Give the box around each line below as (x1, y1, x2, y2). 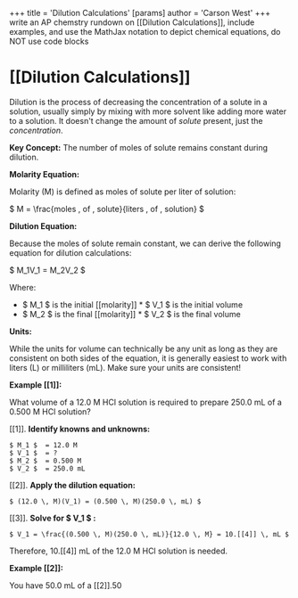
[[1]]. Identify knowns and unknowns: (9, 423, 150, 434)
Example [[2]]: (9, 562, 64, 573)
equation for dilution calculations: (9, 247, 132, 258)
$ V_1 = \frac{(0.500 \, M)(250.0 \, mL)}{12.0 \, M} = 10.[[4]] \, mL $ (9, 529, 290, 538)
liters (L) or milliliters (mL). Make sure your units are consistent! (9, 362, 242, 373)
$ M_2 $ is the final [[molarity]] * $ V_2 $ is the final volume (21, 308, 241, 319)
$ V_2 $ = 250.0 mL (9, 463, 87, 473)
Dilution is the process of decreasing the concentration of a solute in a (9, 96, 268, 107)
